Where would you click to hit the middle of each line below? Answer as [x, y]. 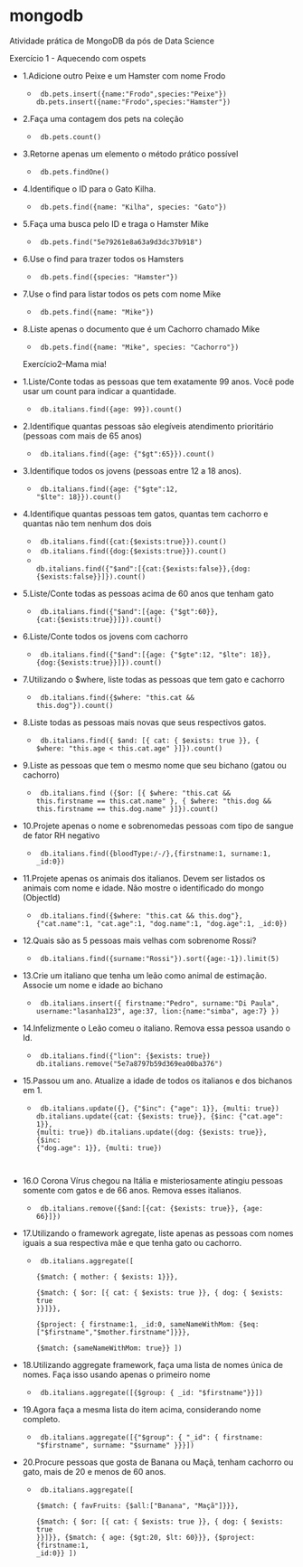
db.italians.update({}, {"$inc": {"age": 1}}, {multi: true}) [160, 1109]
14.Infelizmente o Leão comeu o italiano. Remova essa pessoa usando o [156, 1028]
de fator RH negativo [61, 835]
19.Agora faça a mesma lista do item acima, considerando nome [142, 1409]
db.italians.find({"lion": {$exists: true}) [125, 1056]
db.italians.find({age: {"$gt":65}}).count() [128, 454]
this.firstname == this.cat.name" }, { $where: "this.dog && [153, 801]
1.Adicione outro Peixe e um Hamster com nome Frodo [124, 76]
